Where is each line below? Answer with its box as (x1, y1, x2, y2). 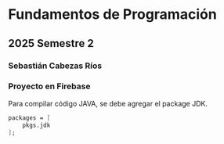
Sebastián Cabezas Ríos (8, 60, 103, 71)
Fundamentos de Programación (8, 5, 217, 23)
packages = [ (8, 113, 51, 122)
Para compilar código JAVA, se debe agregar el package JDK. (8, 99, 208, 108)
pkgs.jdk (22, 121, 51, 129)
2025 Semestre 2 (8, 37, 94, 50)
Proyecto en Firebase (8, 81, 91, 92)
